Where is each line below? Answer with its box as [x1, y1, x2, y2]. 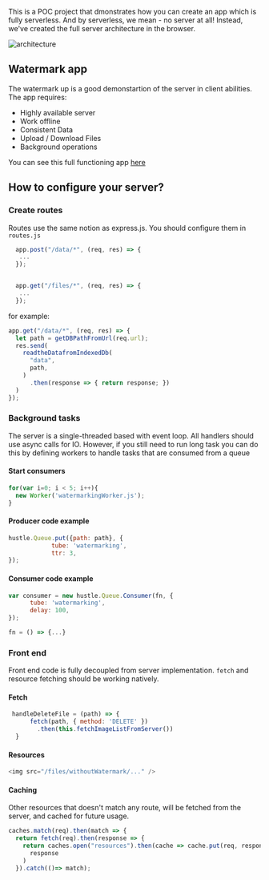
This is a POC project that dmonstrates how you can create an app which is [8, 7, 257, 16]
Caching [8, 785, 38, 794]
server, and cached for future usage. [8, 811, 130, 821]
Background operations [19, 142, 98, 151]
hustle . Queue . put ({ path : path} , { [8, 534, 124, 542]
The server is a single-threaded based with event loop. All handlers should [8, 430, 255, 440]
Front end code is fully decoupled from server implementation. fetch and [8, 665, 249, 676]
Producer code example [8, 516, 90, 526]
